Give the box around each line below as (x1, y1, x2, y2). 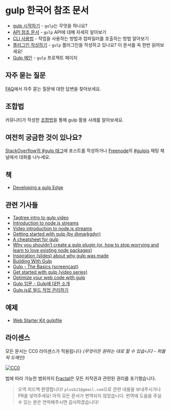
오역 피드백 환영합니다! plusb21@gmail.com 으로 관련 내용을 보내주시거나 (17, 386, 161, 392)
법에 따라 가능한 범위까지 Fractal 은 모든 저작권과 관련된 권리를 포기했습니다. (5, 375, 156, 381)
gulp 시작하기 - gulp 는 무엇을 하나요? (12, 23, 88, 29)
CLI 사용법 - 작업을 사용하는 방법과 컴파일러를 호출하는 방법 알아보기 (12, 35, 149, 42)
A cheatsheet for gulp (12, 236, 59, 242)
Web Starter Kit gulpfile (12, 317, 62, 323)
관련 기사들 (5, 200, 38, 209)
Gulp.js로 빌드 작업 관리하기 (12, 287, 69, 293)
